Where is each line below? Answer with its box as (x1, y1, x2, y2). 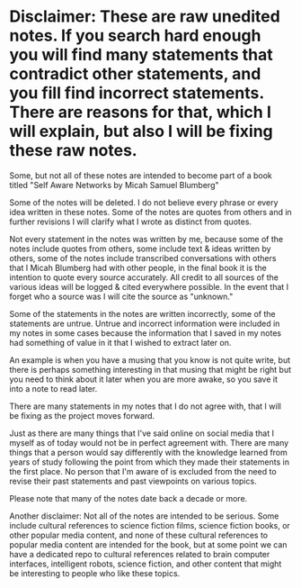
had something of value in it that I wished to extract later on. (9, 337, 232, 348)
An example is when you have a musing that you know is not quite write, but (9, 354, 291, 366)
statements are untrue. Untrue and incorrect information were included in (9, 318, 280, 329)
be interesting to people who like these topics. (9, 567, 181, 578)
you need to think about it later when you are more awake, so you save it (9, 374, 279, 384)
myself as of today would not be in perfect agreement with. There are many (9, 437, 289, 448)
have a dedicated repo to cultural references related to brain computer (9, 548, 270, 559)
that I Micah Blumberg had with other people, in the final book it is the (9, 262, 267, 273)
